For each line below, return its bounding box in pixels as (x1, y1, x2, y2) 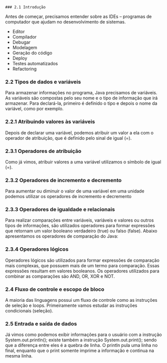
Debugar (12, 39, 31, 45)
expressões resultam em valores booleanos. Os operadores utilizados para (5, 268, 159, 274)
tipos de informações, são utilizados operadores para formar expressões (5, 223, 155, 229)
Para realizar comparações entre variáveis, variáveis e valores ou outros (5, 217, 154, 223)
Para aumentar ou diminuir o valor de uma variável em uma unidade (5, 188, 144, 194)
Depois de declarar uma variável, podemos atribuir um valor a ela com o (5, 129, 154, 135)
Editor (12, 29, 25, 35)
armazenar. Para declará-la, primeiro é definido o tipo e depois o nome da (5, 100, 157, 106)
